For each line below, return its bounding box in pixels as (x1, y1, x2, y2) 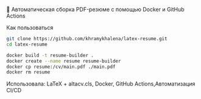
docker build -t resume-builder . (6, 52, 94, 58)
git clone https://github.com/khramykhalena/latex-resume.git (6, 36, 167, 42)
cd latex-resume (6, 41, 48, 47)
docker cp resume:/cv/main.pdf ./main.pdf (6, 64, 116, 70)
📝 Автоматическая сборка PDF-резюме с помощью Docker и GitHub (6, 6, 185, 13)
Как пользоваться (6, 24, 54, 31)
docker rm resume (6, 69, 51, 75)
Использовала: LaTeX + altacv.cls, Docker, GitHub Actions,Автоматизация (6, 80, 196, 87)
